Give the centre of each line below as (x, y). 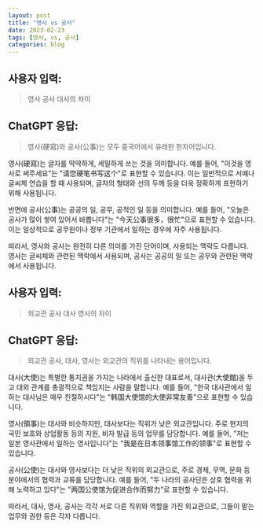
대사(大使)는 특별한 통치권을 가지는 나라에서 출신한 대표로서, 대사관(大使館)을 (127, 378)
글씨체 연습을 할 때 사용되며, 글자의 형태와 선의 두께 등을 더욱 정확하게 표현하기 (128, 183)
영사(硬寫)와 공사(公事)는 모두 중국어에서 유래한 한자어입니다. (122, 146)
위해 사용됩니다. (33, 193)
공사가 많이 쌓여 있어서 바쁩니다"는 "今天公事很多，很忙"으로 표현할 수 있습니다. (132, 219)
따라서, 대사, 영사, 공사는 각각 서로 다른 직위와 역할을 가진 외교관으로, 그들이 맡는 (131, 506)
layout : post (29, 15)
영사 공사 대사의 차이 (59, 98)
